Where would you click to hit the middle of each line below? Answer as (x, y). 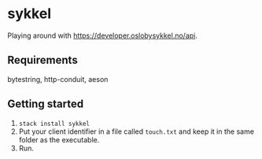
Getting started (46, 104)
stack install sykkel (54, 124)
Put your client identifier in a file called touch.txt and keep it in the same (137, 131)
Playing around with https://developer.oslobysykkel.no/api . (103, 35)
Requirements (42, 60)
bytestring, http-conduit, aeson (58, 79)
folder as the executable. (59, 139)
